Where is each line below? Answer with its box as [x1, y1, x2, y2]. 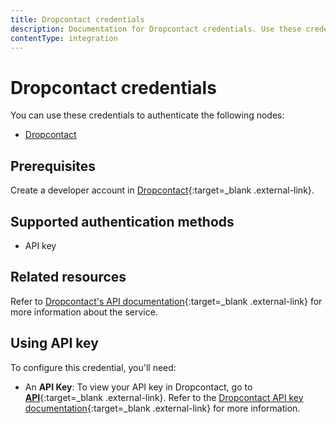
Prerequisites [10, 157, 96, 175]
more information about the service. [10, 306, 158, 318]
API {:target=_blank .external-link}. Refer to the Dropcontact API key [24, 391, 304, 403]
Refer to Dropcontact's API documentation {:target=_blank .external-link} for [10, 295, 323, 307]
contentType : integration [10, 33, 118, 43]
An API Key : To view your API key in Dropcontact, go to [24, 381, 253, 393]
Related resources [10, 269, 127, 286]
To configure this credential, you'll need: [10, 361, 177, 373]
